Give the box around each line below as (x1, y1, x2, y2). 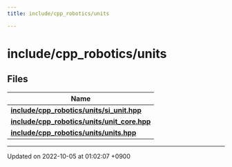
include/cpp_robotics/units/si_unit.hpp (10, 105, 142, 115)
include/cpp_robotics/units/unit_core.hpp (10, 117, 151, 126)
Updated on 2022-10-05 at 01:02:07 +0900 (7, 152, 131, 160)
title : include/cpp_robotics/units (7, 10, 110, 17)
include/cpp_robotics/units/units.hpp (10, 128, 137, 137)
